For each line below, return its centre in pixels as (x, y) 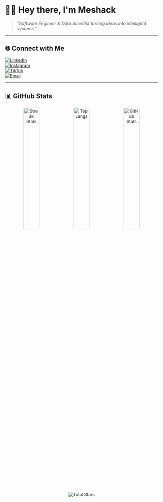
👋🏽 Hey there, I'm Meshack (61, 10)
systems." (27, 28)
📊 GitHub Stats (29, 96)
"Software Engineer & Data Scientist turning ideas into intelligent (81, 23)
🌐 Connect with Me (35, 48)
